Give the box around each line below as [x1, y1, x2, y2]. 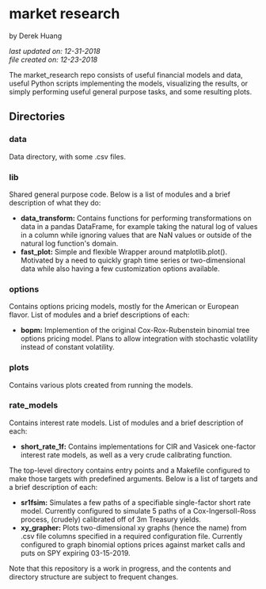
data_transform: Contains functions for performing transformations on [20, 213, 252, 223]
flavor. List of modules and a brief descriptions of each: [9, 310, 190, 319]
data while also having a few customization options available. [20, 263, 220, 273]
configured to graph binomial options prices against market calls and [20, 540, 245, 549]
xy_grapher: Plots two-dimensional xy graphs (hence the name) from [20, 522, 247, 532]
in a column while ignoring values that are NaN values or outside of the [20, 230, 253, 239]
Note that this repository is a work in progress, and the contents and [9, 564, 232, 573]
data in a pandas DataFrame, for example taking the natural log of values [20, 221, 258, 231]
